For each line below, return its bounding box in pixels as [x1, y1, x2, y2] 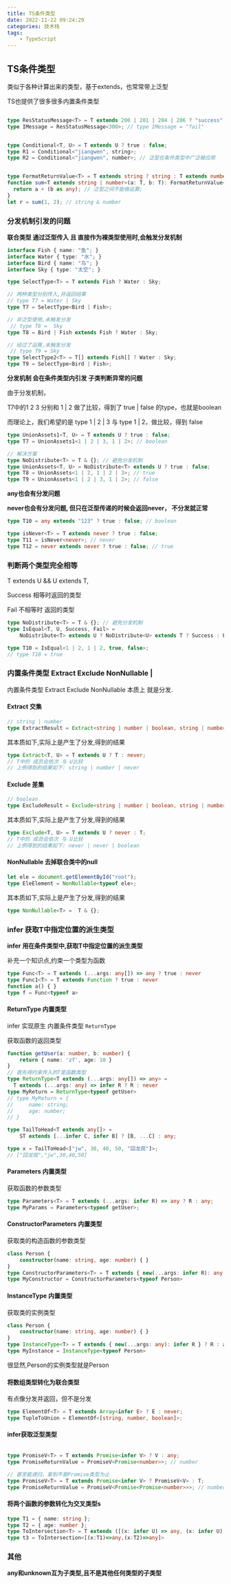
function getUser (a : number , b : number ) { [7, 1050, 131, 1057]
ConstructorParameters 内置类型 [7, 1220, 102, 1228]
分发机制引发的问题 [7, 216, 71, 226]
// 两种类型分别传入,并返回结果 [7, 291, 87, 298]
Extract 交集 [7, 702, 43, 711]
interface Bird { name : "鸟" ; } [7, 260, 99, 267]
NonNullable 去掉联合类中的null [7, 858, 98, 866]
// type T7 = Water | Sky [7, 298, 81, 304]
